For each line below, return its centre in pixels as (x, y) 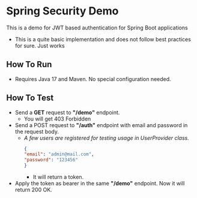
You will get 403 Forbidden (57, 119)
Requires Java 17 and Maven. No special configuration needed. (93, 79)
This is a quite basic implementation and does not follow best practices (103, 39)
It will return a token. (58, 177)
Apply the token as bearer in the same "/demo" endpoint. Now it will (100, 184)
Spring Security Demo (62, 11)
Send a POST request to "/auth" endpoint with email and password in (101, 125)
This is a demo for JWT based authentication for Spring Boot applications (97, 28)
